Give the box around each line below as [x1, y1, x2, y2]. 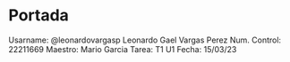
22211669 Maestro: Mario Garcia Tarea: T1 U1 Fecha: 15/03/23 [8, 43, 237, 54]
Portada [8, 5, 69, 26]
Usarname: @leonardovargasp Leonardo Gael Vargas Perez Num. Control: [8, 35, 282, 45]
